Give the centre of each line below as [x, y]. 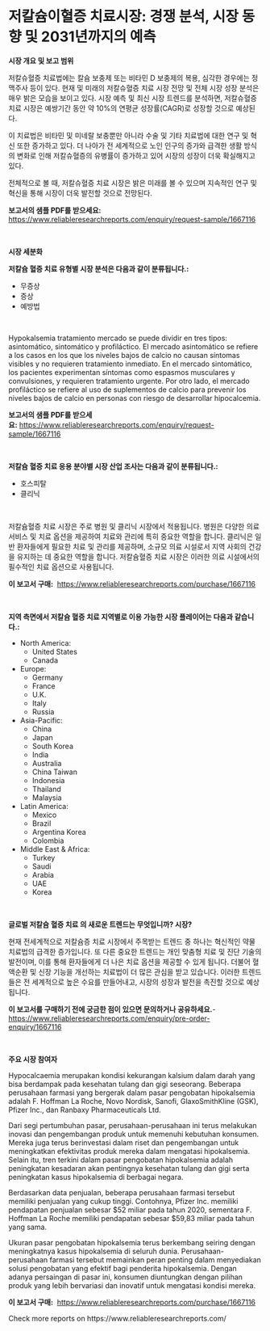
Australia [47, 763]
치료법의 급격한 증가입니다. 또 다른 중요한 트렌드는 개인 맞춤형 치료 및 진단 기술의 [135, 951]
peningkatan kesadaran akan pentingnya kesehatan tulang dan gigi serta [129, 1168]
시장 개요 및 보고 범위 [41, 61]
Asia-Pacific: [41, 720]
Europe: [33, 668]
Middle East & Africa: [55, 849]
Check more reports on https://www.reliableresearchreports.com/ [118, 1318]
